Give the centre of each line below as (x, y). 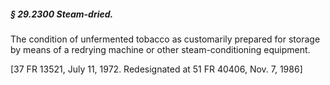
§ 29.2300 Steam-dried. (62, 14)
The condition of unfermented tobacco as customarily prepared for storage (165, 39)
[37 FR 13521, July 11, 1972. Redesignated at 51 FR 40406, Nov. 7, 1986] (156, 69)
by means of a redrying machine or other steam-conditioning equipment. (160, 49)
